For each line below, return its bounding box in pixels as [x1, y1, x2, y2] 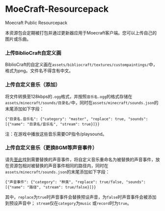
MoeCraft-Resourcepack [5, 3, 109, 15]
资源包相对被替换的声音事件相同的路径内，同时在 [9, 162, 109, 168]
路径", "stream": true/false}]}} [29, 184, 96, 190]
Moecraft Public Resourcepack [5, 20, 68, 26]
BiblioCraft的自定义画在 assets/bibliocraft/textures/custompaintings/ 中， [5, 61, 158, 67]
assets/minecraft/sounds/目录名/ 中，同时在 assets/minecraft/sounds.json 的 [5, 99, 159, 105]
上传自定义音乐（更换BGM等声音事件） [5, 144, 98, 151]
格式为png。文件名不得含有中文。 [5, 68, 74, 74]
